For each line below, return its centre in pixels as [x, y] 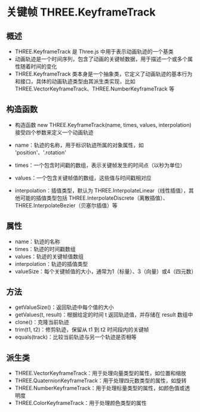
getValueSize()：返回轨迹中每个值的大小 [64, 307]
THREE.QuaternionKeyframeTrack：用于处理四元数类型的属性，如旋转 [101, 381]
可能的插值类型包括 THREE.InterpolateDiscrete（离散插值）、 [94, 198]
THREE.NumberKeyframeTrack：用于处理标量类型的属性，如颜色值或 [100, 388]
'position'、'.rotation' [41, 152]
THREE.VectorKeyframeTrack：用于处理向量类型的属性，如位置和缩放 [101, 373]
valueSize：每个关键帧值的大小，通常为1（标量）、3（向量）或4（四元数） [106, 271]
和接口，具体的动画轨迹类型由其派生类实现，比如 [75, 81]
